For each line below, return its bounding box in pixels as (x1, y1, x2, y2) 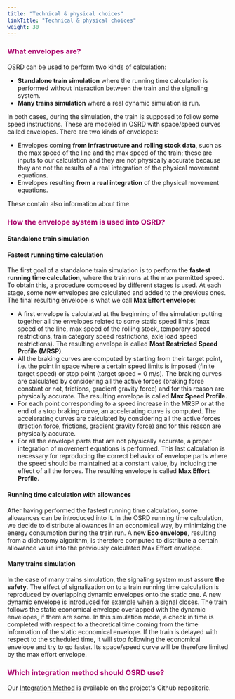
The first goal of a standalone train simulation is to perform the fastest (7, 266, 211, 275)
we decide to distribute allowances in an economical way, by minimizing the (7, 521, 227, 529)
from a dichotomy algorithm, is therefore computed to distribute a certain (7, 536, 219, 544)
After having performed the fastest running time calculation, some (7, 506, 199, 515)
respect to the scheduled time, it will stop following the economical (7, 635, 201, 643)
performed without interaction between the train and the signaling (17, 84, 208, 92)
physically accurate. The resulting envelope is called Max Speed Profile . (17, 392, 227, 401)
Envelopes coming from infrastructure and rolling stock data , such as (17, 141, 222, 149)
